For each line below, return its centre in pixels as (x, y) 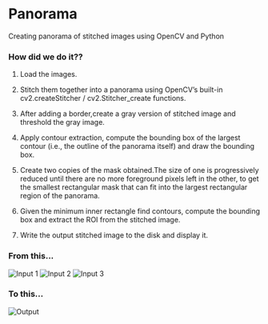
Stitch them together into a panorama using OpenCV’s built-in (121, 90)
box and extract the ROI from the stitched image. (100, 220)
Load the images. (48, 74)
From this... (31, 256)
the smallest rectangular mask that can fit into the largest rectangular (134, 187)
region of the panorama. (60, 196)
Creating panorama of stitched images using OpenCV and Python (116, 36)
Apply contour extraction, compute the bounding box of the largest (130, 138)
